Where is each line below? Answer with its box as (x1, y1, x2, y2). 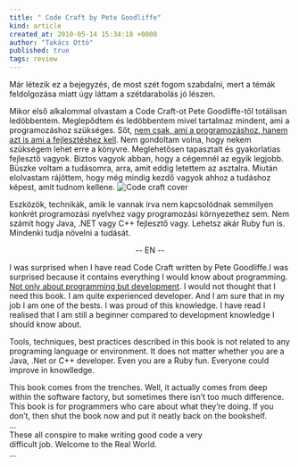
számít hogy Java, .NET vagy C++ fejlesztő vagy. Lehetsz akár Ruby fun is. (9, 218, 286, 229)
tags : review (9, 54, 58, 63)
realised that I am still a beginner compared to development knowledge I (9, 310, 275, 320)
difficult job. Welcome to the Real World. (9, 439, 158, 449)
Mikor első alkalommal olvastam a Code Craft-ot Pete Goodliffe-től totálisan (9, 106, 287, 116)
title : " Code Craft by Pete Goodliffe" (9, 12, 162, 22)
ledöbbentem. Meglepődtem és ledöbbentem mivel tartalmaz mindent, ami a (9, 115, 290, 126)
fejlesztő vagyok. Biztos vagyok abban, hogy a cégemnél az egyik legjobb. (9, 154, 284, 163)
